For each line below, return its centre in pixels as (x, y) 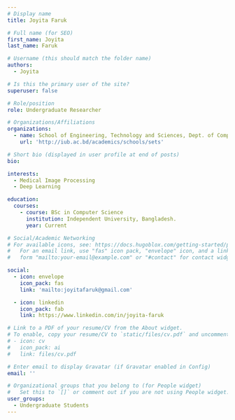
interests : (23, 174)
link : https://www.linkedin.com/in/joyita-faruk (92, 316)
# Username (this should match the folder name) (79, 59)
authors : (20, 65)
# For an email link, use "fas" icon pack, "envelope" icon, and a (111, 251)
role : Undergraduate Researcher (54, 110)
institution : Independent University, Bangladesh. (101, 219)
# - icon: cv (26, 341)
